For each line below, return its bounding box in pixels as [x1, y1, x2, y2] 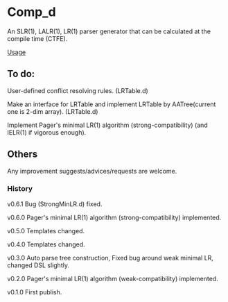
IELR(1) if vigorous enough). [7, 128, 87, 136]
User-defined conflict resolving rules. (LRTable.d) [7, 86, 149, 94]
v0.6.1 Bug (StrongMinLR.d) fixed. [7, 199, 103, 208]
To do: [7, 68, 35, 80]
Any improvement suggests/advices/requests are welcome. [7, 167, 177, 175]
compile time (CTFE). [7, 34, 68, 42]
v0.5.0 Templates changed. [7, 226, 85, 235]
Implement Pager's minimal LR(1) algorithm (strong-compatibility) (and [7, 121, 208, 129]
